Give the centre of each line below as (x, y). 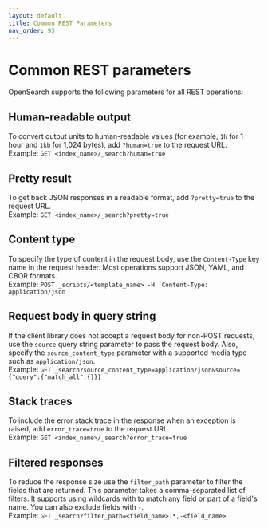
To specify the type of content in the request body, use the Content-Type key (134, 258)
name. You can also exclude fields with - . (76, 507)
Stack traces (41, 401)
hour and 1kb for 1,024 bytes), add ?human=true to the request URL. (118, 145)
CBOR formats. (33, 275)
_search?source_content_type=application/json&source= (148, 370)
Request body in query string (82, 316)
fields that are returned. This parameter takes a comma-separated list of (127, 491)
